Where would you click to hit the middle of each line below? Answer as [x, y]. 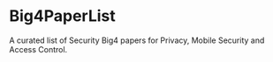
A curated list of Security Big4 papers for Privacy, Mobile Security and [137, 40]
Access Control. [38, 49]
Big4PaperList [63, 16]
